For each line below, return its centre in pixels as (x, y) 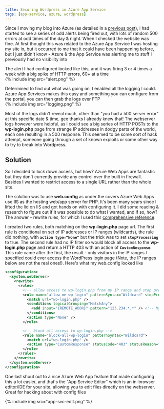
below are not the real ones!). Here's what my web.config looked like (74, 263)
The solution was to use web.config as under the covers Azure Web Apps (80, 197)
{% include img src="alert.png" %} (40, 79)
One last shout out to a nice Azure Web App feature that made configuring (80, 376)
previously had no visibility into (36, 59)
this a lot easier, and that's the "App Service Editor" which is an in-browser (80, 382)
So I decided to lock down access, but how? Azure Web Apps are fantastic (80, 172)
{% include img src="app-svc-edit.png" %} (49, 401)
